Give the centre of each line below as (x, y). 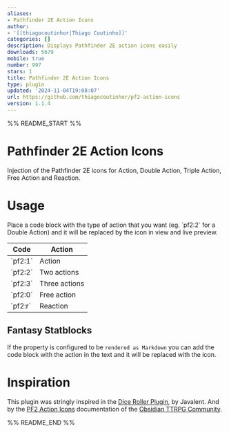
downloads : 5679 (30, 53)
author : (18, 26)
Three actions (62, 283)
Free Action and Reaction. (44, 178)
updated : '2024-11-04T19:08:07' (53, 91)
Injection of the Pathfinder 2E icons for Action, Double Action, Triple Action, (114, 170)
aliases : (20, 13)
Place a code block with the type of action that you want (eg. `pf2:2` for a (111, 225)
